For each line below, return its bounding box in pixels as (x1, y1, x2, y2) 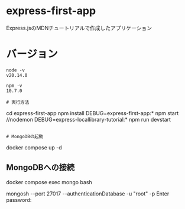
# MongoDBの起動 (6, 133, 44, 139)
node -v (6, 67, 25, 73)
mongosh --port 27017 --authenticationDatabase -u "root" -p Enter (6, 190, 170, 197)
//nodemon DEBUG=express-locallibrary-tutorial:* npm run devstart (6, 116, 171, 123)
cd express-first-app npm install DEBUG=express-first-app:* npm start (6, 109, 179, 116)
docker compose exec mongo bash (6, 178, 93, 185)
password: (6, 196, 32, 203)
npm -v (6, 83, 22, 89)
